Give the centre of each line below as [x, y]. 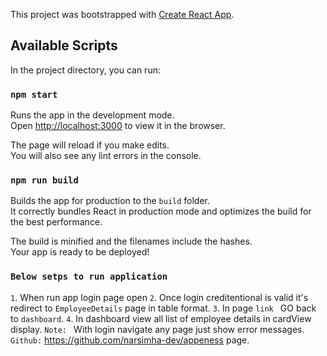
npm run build [44, 180]
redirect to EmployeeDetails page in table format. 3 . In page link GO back [163, 308]
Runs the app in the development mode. [92, 115]
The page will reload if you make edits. [90, 145]
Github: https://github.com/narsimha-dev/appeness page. [130, 340]
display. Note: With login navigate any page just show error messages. [157, 329]
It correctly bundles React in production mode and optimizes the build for [161, 211]
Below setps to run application [89, 277]
